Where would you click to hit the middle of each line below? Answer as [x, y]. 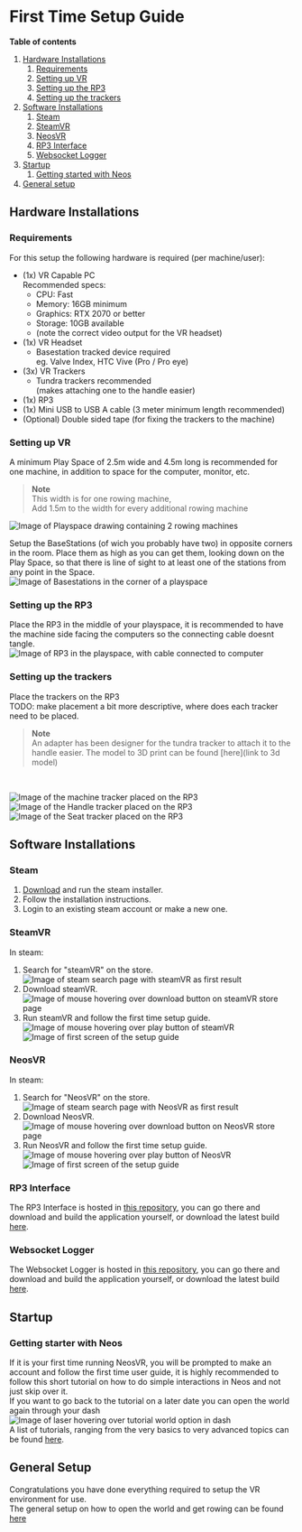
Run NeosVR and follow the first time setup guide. [114, 1145]
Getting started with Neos [84, 174]
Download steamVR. [60, 989]
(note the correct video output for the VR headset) [129, 332]
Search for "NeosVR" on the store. [86, 1097]
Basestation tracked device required [103, 352]
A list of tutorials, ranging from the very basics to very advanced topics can [149, 1430]
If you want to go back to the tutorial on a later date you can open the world [150, 1401]
